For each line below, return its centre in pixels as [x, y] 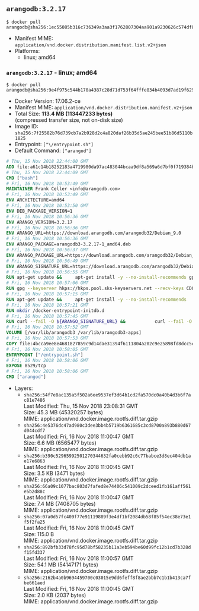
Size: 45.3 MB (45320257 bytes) [63, 412]
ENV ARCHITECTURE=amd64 [36, 200]
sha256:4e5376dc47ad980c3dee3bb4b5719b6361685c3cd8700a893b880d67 [107, 426]
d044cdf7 [34, 431]
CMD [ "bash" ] [22, 178]
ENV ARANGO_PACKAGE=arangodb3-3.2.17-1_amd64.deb [69, 244]
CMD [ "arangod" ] [26, 377]
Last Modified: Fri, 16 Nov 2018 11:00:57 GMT [79, 559]
